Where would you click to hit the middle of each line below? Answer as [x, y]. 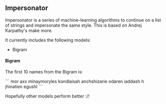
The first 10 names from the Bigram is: [44, 72]
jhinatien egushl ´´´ [24, 87]
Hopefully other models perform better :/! [47, 96]
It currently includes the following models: [48, 40]
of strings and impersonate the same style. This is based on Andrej [74, 25]
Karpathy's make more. [29, 30]
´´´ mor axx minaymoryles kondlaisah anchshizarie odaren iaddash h [75, 81]
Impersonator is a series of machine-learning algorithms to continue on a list [83, 20]
